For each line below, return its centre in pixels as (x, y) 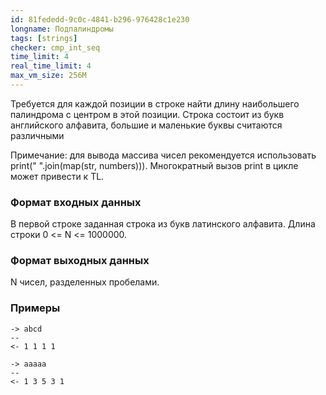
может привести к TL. (57, 176)
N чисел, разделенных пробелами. (85, 282)
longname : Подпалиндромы (62, 29)
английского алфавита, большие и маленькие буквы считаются (146, 125)
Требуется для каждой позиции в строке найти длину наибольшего (155, 103)
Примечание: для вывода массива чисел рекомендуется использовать (163, 155)
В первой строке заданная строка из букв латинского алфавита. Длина (163, 224)
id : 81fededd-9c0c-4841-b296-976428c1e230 (100, 19)
